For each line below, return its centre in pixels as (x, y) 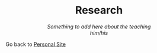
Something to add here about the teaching (99, 26)
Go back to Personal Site (36, 44)
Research (99, 10)
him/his (99, 32)
